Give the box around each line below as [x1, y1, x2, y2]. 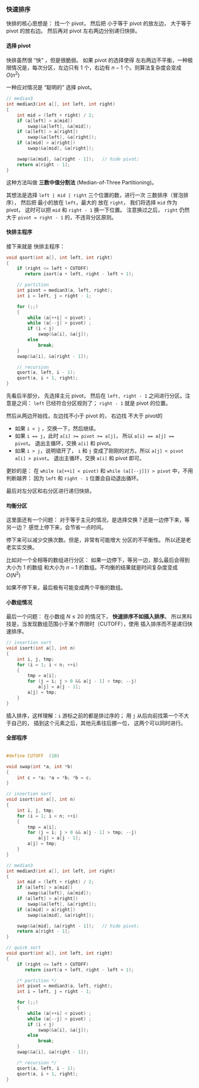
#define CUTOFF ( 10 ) [6, 753, 60, 759]
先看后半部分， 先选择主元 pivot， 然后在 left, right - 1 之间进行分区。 [6, 392, 185, 400]
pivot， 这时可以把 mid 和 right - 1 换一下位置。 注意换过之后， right [6, 206, 178, 213]
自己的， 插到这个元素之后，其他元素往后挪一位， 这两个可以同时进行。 [11, 719, 186, 727]
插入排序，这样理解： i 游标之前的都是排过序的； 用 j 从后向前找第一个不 [6, 712, 184, 719]
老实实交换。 [6, 544, 37, 551]
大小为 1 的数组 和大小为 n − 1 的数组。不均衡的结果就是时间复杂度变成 [6, 564, 178, 571]
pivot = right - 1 [17, 215, 64, 221]
